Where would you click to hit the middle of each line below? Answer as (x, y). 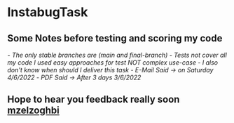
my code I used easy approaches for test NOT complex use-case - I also (113, 63)
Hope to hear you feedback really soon (94, 99)
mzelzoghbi (33, 111)
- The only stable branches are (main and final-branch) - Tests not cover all (117, 55)
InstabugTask (48, 12)
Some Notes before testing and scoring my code (115, 38)
